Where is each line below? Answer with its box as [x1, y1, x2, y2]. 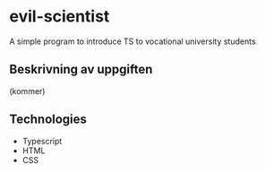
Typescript [21, 135, 63, 146]
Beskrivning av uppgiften [9, 62, 153, 77]
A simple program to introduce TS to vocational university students [9, 36, 257, 47]
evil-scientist [9, 6, 110, 27]
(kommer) [9, 85, 46, 96]
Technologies [9, 112, 88, 127]
